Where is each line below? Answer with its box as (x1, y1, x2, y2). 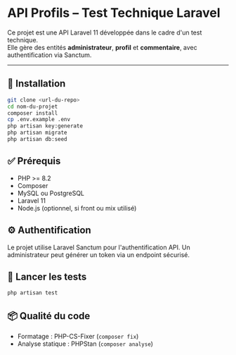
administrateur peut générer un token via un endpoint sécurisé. (7, 250, 190, 259)
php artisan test (7, 289, 58, 297)
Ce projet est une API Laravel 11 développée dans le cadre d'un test (7, 28, 202, 37)
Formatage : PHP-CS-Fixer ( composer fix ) (17, 332, 139, 340)
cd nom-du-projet (7, 103, 58, 110)
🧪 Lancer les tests (7, 270, 87, 282)
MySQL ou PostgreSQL (17, 189, 85, 197)
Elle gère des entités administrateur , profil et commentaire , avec (7, 43, 198, 51)
